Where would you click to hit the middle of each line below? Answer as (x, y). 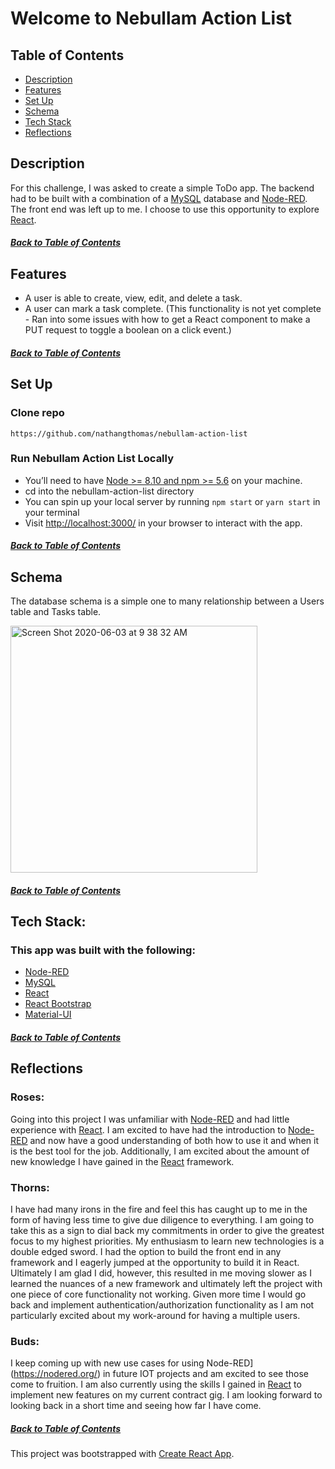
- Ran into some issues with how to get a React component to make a (167, 319)
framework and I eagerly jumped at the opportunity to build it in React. (155, 1263)
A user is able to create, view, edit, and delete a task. (133, 298)
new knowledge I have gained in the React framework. (122, 1161)
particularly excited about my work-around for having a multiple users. (155, 1316)
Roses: (27, 1097)
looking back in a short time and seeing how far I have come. (136, 1406)
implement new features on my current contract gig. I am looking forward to (166, 1395)
